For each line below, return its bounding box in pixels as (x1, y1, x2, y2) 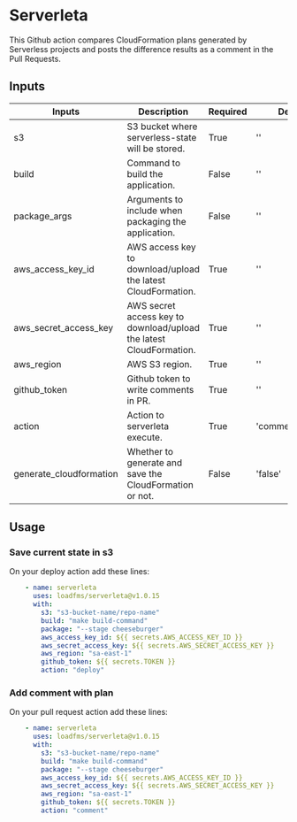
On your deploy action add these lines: (9, 566, 150, 577)
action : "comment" (41, 806, 109, 815)
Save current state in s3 (9, 546, 114, 558)
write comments (126, 383, 194, 396)
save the (126, 467, 163, 480)
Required (208, 105, 247, 118)
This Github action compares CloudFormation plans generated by (9, 35, 247, 45)
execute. (126, 431, 163, 443)
